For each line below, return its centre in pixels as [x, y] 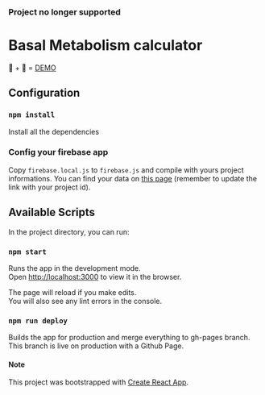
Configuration [44, 93]
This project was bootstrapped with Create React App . [99, 382]
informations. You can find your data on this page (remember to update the [133, 178]
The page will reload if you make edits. [72, 292]
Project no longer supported [64, 12]
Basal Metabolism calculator [106, 46]
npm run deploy [38, 320]
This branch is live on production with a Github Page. [96, 346]
